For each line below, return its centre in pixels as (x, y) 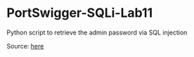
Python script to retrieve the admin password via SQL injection (97, 32)
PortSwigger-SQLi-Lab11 (80, 13)
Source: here (25, 46)
